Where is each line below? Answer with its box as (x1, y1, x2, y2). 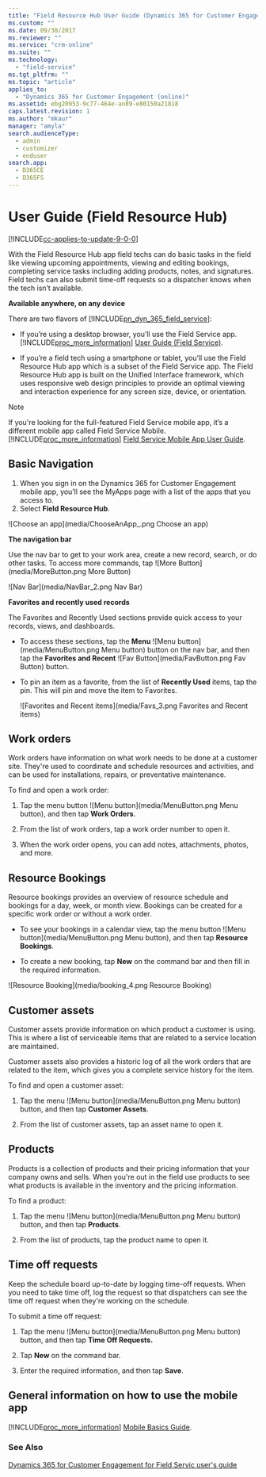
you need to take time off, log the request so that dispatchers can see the (8, 1288, 248, 1297)
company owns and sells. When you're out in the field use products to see (8, 1172, 250, 1181)
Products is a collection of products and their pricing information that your (8, 1163, 250, 1173)
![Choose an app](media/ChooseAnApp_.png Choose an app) (8, 518, 209, 528)
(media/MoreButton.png (8, 566, 87, 576)
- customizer (15, 144, 59, 152)
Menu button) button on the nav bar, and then (101, 645, 250, 654)
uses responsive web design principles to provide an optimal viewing (19, 378, 245, 388)
